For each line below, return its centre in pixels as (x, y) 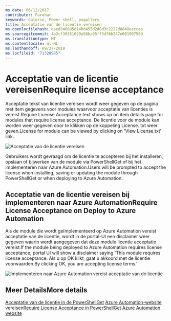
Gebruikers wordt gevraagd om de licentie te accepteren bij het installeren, (84, 156)
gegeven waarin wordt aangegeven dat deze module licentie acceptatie (81, 242)
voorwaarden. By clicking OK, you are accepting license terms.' (71, 264)
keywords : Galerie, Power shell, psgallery (52, 20)
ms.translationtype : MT (31, 39)
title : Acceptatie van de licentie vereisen (54, 24)
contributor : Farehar (28, 15)
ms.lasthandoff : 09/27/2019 (35, 48)
